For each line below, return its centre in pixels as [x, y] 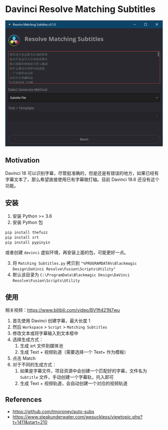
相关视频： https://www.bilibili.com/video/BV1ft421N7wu [62, 310]
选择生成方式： [28, 340]
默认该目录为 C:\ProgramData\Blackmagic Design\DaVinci [71, 275]
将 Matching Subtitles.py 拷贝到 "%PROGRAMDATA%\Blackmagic [74, 263]
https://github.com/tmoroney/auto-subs [53, 411]
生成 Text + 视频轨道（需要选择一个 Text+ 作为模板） [74, 352]
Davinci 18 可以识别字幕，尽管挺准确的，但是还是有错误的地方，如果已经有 [82, 173]
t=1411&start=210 [30, 422]
